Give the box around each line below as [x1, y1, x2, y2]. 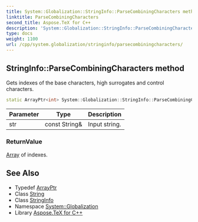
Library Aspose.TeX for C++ [14, 209, 83, 216]
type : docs [6, 31, 33, 37]
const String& [44, 120, 82, 128]
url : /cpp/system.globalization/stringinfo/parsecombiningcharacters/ [6, 42, 183, 48]
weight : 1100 [6, 36, 38, 42]
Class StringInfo [14, 196, 54, 204]
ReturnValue [6, 138, 42, 146]
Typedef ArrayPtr [14, 184, 57, 191]
